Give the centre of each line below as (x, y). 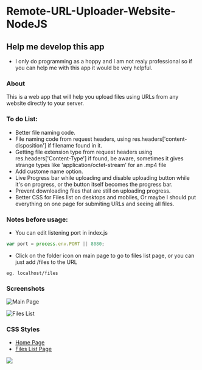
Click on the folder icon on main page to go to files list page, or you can (105, 255)
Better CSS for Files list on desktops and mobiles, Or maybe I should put (106, 197)
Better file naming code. (45, 132)
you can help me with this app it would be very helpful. (84, 68)
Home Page (30, 343)
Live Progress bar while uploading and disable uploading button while (102, 177)
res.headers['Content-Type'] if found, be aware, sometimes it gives (99, 158)
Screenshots (26, 288)
